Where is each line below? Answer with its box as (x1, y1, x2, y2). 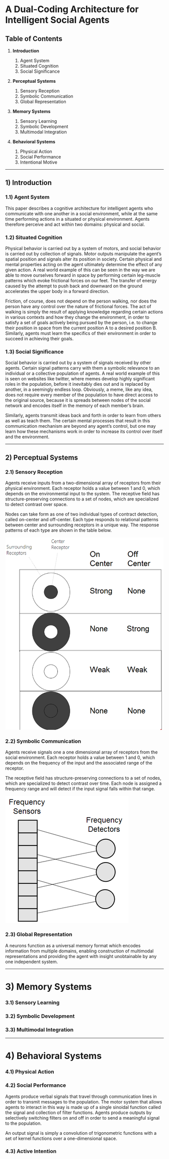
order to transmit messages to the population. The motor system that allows (5, 1098, 162, 1104)
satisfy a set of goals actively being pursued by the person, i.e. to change (5, 319, 157, 325)
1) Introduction (5, 178, 52, 187)
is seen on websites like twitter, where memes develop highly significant (5, 376, 155, 382)
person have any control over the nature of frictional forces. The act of (5, 303, 151, 309)
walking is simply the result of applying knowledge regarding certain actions (5, 309, 163, 315)
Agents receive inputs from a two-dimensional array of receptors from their (5, 480, 161, 486)
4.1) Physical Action (5, 1068, 54, 1075)
